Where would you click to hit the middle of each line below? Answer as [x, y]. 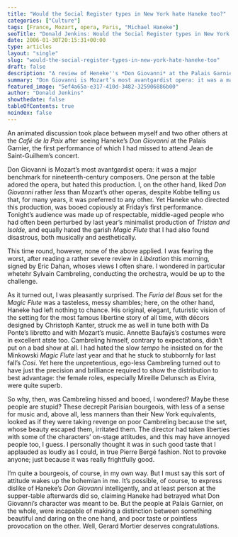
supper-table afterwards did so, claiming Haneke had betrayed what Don [114, 496]
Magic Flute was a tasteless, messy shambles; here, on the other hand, [111, 302]
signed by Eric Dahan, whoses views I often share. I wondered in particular [116, 266]
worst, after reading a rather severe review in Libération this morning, [109, 258]
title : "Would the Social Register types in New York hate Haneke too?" [117, 14]
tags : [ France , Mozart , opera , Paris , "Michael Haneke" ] [93, 27]
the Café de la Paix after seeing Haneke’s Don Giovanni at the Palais [107, 140]
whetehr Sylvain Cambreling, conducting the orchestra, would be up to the [116, 273]
